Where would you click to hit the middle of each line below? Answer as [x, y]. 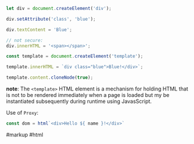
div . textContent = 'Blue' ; [39, 29]
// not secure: [25, 40]
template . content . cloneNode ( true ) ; [50, 78]
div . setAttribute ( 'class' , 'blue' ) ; [51, 19]
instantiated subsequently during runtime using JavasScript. [79, 101]
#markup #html [25, 135]
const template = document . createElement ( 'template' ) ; [75, 56]
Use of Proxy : [22, 113]
